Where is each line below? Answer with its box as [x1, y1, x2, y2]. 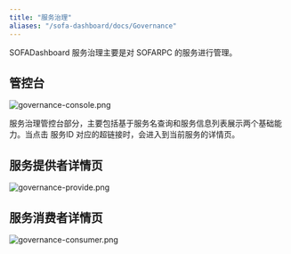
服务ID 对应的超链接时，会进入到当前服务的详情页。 [50, 129, 240, 140]
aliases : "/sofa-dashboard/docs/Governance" [9, 21, 177, 30]
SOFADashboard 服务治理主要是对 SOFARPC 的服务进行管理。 [9, 46, 238, 58]
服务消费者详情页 [9, 210, 103, 225]
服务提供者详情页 [9, 158, 103, 173]
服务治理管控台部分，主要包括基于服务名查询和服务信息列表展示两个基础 [9, 118, 274, 129]
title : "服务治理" [9, 12, 73, 22]
